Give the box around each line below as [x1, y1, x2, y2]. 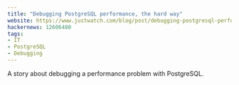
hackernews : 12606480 [7, 23, 72, 30]
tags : [7, 30, 23, 38]
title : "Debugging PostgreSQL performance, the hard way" [7, 10, 183, 18]
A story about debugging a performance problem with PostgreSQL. [7, 69, 204, 78]
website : [7, 17, 33, 24]
